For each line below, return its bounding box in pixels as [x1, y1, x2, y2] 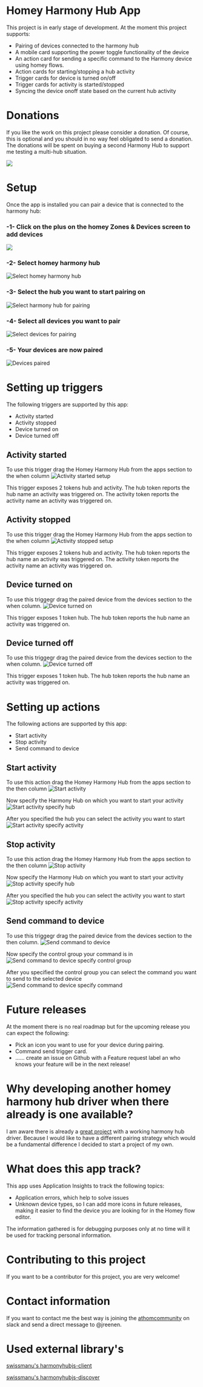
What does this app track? [6, 1162, 141, 1175]
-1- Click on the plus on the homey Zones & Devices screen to [6, 223, 191, 231]
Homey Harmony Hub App [6, 4, 141, 18]
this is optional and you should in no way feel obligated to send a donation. [6, 135, 193, 142]
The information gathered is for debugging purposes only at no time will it [6, 1225, 190, 1232]
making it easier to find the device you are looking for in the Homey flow [15, 1206, 196, 1214]
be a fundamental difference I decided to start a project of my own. [6, 1141, 174, 1148]
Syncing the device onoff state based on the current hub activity [15, 87, 176, 94]
